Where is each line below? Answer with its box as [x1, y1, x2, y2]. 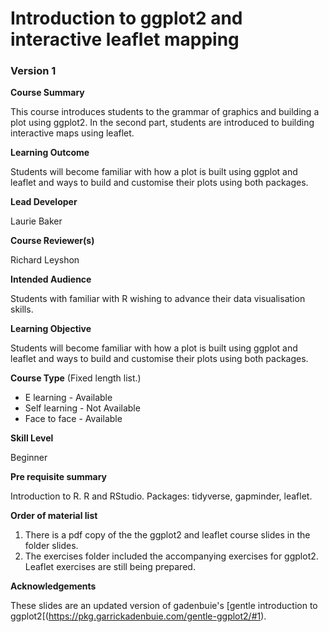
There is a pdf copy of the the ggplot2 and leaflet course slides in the [24, 529, 311, 541]
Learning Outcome [10, 147, 90, 159]
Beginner [10, 452, 48, 464]
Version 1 [10, 64, 57, 78]
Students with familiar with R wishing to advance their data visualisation [10, 293, 306, 305]
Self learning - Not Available [24, 402, 141, 414]
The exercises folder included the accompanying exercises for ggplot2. [24, 550, 319, 562]
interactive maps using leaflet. [10, 127, 135, 139]
